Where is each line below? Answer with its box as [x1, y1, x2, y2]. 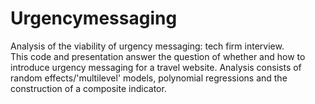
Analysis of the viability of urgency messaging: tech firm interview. [10, 40, 285, 52]
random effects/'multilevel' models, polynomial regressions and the [10, 72, 288, 84]
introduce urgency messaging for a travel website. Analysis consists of [10, 61, 302, 73]
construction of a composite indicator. [10, 82, 167, 94]
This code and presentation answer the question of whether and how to [10, 50, 306, 62]
